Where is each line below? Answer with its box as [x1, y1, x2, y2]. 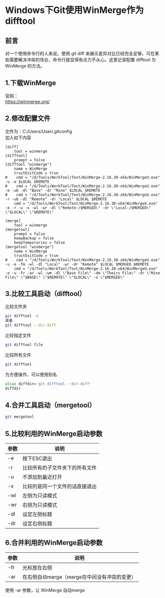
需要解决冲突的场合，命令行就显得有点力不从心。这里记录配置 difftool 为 [9, 57, 156, 63]
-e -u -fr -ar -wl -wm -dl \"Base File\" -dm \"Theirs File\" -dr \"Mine [5, 270, 161, 276]
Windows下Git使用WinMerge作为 [5, 4, 144, 16]
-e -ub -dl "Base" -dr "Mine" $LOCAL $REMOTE [5, 188, 100, 193]
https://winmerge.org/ [5, 98, 50, 104]
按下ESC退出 [22, 455, 52, 462]
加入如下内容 [5, 135, 31, 141]
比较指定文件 [5, 332, 31, 338]
